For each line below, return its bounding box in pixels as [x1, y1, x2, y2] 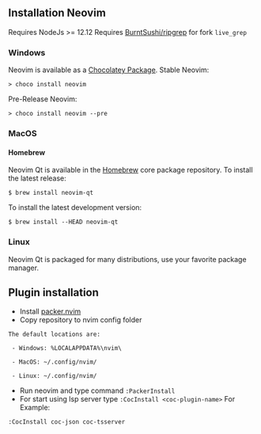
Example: [19, 403, 51, 413]
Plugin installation [8, 285, 99, 299]
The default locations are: [8, 330, 101, 339]
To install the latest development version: [8, 203, 142, 212]
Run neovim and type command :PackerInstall [19, 386, 176, 395]
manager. [8, 263, 40, 272]
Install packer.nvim [19, 306, 81, 316]
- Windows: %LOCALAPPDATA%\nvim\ [11, 345, 123, 352]
